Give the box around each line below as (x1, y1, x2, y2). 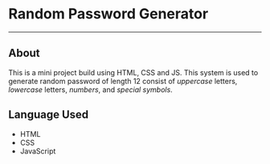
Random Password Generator (8, 5, 209, 23)
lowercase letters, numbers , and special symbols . (8, 85, 173, 94)
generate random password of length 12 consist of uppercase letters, (8, 76, 238, 86)
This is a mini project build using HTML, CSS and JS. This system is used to (8, 67, 259, 77)
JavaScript (19, 146, 56, 156)
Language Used (8, 108, 89, 122)
